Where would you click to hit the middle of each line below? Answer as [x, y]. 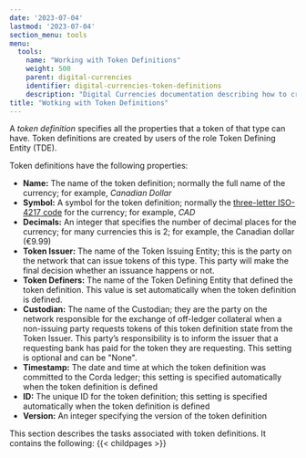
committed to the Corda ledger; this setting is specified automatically [152, 377]
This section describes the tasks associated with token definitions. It [138, 433]
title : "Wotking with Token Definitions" [89, 103]
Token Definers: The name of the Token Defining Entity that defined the [158, 280]
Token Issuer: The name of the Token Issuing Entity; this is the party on [157, 251]
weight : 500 [48, 69]
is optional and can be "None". [80, 358]
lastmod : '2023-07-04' [52, 26]
